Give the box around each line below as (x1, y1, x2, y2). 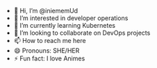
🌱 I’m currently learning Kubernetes (13, 22, 116, 29)
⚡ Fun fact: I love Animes (13, 54, 85, 62)
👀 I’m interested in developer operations (13, 14, 129, 22)
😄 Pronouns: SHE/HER (13, 46, 80, 55)
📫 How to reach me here (13, 37, 86, 44)
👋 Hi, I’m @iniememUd (13, 7, 78, 15)
